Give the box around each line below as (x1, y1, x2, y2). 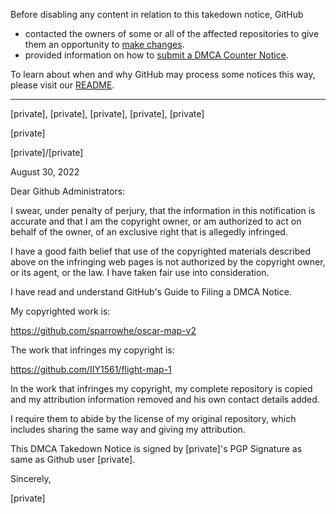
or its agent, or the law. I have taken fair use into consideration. (10, 267, 270, 278)
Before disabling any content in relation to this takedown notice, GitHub (10, 9, 304, 20)
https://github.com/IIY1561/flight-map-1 (10, 364, 172, 375)
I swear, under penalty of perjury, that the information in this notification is (10, 205, 316, 216)
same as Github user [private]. (10, 454, 136, 465)
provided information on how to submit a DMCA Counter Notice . (24, 49, 289, 61)
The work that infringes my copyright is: (10, 344, 175, 356)
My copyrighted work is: (10, 305, 111, 317)
